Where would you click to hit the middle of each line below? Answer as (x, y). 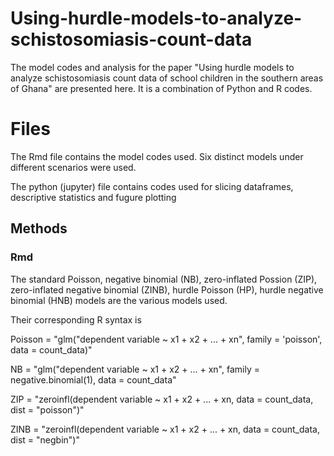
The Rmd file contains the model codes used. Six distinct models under (157, 156)
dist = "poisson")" (47, 409)
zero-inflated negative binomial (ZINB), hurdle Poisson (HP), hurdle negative (167, 289)
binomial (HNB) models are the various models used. (119, 300)
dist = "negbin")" (45, 439)
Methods (39, 228)
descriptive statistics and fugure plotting (93, 197)
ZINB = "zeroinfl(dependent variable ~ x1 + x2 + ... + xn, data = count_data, (165, 429)
